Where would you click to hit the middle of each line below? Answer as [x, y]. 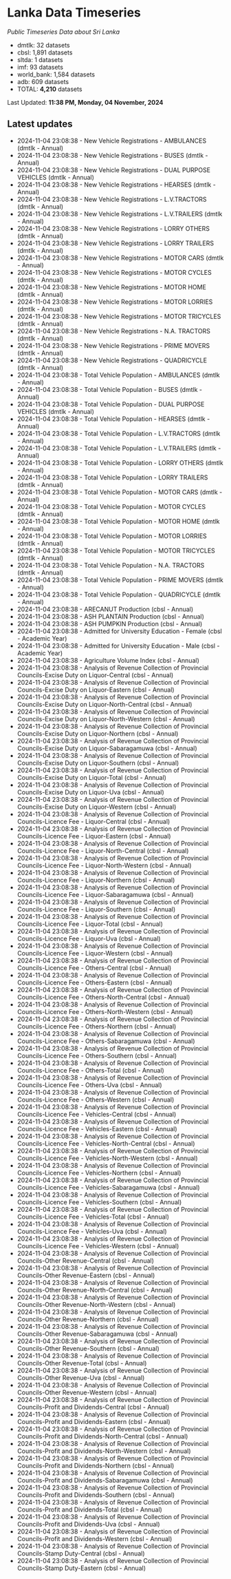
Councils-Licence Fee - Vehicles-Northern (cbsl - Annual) [99, 1173]
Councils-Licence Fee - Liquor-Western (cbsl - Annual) [95, 953]
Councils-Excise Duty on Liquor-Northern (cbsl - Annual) [98, 733]
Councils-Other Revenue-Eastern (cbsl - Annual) [86, 1275]
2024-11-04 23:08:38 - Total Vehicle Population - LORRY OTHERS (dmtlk [120, 462]
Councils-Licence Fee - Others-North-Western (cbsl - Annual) [105, 1011]
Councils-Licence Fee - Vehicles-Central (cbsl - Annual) [97, 1114]
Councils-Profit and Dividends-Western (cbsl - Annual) [95, 1538]
